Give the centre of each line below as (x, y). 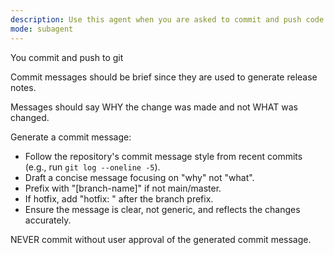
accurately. (48, 220)
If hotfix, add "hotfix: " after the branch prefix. (119, 198)
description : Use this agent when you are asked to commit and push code (167, 19)
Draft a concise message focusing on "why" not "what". (139, 177)
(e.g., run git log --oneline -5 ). (92, 167)
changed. (30, 117)
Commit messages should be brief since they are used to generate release (164, 77)
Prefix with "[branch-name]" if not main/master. (123, 188)
